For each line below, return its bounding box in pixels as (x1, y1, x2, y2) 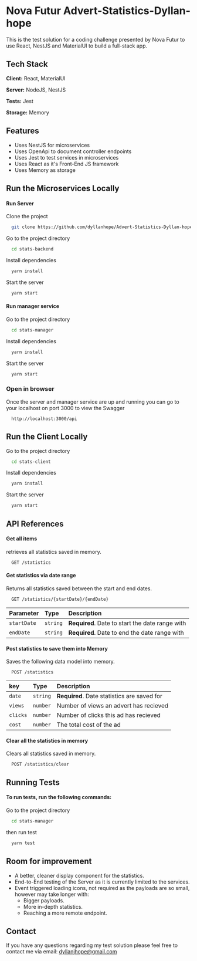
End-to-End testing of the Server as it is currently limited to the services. (14, 878, 190, 885)
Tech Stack (6, 59, 48, 69)
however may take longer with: (14, 891, 89, 898)
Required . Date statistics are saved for (56, 692, 163, 701)
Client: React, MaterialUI (6, 75, 66, 82)
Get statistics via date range (6, 572, 76, 579)
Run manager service (6, 303, 60, 310)
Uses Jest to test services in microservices (14, 154, 119, 161)
